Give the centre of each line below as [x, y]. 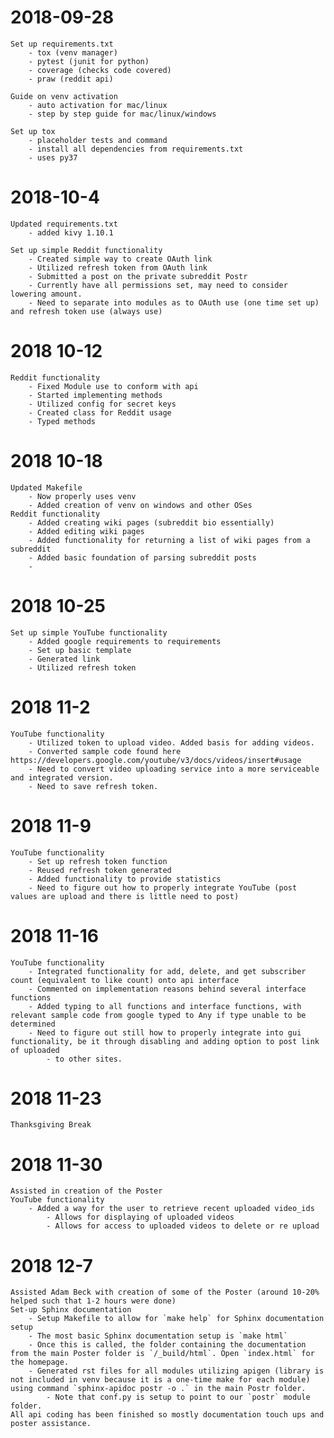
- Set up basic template [80, 650]
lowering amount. [46, 294]
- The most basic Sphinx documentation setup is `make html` [158, 1336]
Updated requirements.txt [64, 224]
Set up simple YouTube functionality [89, 632]
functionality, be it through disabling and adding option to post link [165, 1041]
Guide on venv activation [64, 96]
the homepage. [40, 1362]
